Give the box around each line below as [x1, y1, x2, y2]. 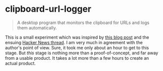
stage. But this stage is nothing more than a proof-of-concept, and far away [5, 50, 159, 56]
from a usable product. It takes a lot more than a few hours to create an [5, 55, 149, 61]
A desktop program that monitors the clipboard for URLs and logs [17, 20, 150, 25]
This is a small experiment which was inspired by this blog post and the [5, 34, 149, 40]
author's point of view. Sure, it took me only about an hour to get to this [5, 45, 149, 50]
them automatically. [17, 24, 57, 30]
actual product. [5, 60, 36, 66]
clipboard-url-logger [5, 3, 92, 15]
